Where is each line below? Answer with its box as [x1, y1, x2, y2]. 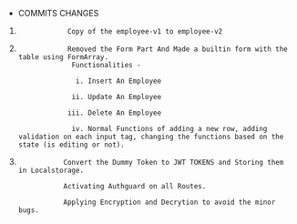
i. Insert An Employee [76, 76, 162, 86]
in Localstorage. [17, 166, 85, 175]
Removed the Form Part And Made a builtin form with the [67, 45, 289, 54]
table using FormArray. [17, 53, 109, 62]
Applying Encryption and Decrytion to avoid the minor [63, 198, 276, 207]
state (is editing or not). [17, 140, 125, 149]
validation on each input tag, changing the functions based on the [17, 132, 284, 141]
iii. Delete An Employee [67, 108, 162, 117]
